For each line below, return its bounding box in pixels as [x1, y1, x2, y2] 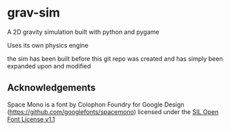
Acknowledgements [7, 82, 96, 94]
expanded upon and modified [7, 62, 91, 70]
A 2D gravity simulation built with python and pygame [7, 28, 160, 36]
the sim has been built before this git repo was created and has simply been [7, 54, 223, 63]
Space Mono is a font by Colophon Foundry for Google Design [7, 100, 184, 109]
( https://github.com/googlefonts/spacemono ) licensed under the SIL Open [7, 107, 219, 115]
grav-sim [7, 5, 61, 21]
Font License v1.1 [7, 115, 55, 123]
